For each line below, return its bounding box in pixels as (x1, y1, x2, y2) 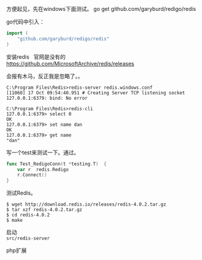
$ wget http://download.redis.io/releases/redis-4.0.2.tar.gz (6, 201, 166, 207)
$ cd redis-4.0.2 (6, 212, 50, 218)
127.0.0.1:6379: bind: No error (6, 95, 88, 101)
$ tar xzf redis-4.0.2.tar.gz (6, 207, 83, 213)
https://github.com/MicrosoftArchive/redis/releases (6, 60, 134, 67)
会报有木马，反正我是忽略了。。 (6, 72, 83, 80)
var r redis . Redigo (17, 166, 69, 172)
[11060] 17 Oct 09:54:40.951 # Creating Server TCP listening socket (6, 89, 186, 96)
